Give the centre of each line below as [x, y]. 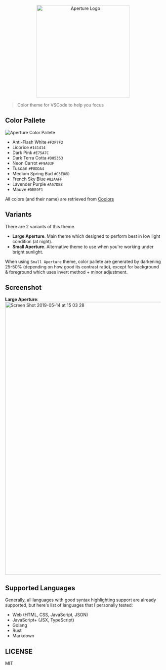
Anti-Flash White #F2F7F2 [38, 142]
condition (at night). [32, 241]
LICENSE [19, 651]
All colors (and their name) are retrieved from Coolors [60, 199]
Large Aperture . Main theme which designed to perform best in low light [86, 236]
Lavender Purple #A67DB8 [38, 184]
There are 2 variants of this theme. [40, 226]
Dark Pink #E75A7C [31, 153]
